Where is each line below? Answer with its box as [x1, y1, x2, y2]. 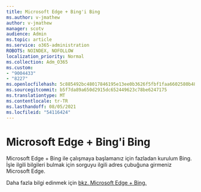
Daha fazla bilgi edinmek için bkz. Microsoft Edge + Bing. [6, 179, 147, 187]
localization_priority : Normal [6, 53, 84, 59]
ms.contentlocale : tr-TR [6, 98, 68, 104]
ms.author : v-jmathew [6, 14, 60, 20]
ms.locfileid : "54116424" [6, 109, 71, 115]
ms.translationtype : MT [6, 92, 66, 98]
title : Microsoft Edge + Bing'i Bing [6, 8, 100, 15]
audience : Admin [6, 31, 47, 37]
